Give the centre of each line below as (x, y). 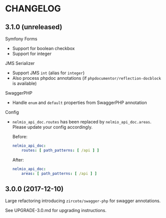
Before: (20, 136)
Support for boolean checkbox (44, 48)
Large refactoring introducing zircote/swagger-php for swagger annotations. (83, 201)
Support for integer (32, 54)
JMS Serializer (20, 63)
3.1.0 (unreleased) (34, 27)
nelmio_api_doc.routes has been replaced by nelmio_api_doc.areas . (82, 122)
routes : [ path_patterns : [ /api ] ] (60, 150)
